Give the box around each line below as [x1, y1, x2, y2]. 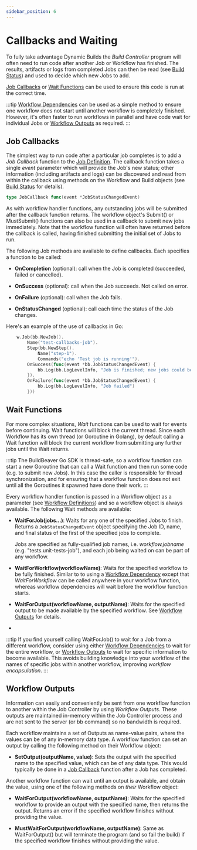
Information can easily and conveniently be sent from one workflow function [6, 699, 191, 706]
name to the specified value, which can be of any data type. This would [14, 759, 188, 766]
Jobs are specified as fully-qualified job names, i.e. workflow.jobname [14, 540, 185, 548]
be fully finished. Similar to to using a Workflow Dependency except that [14, 571, 189, 578]
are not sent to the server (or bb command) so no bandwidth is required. [6, 718, 181, 725]
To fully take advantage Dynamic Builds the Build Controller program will [6, 53, 181, 60]
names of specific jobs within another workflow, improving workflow [6, 660, 171, 668]
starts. [14, 589, 30, 596]
